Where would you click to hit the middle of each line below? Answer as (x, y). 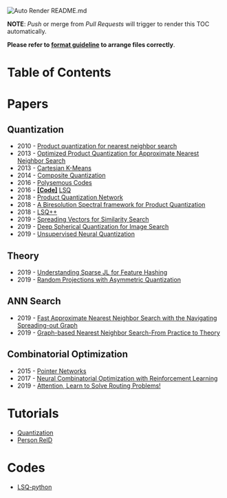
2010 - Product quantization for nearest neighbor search (97, 146)
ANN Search (34, 301)
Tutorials (33, 413)
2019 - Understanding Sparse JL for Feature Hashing (92, 272)
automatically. (27, 31)
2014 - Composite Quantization (61, 175)
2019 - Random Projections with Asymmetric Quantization (99, 280)
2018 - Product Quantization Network (70, 197)
